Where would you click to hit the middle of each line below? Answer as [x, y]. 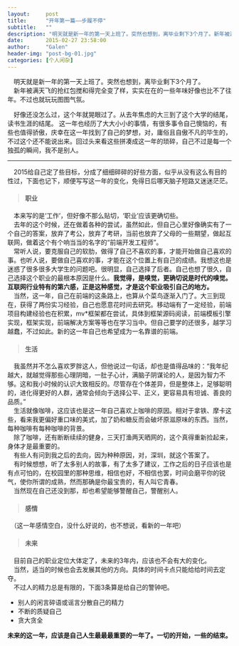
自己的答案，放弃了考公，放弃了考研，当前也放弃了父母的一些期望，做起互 [122, 233]
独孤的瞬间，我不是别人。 [45, 150]
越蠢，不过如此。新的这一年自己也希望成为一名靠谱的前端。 [95, 331]
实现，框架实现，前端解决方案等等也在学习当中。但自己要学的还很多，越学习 [119, 322]
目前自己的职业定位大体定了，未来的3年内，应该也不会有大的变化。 [112, 561]
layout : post [33, 14]
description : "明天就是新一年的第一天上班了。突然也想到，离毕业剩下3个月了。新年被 [118, 34]
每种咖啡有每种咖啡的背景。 [48, 429]
